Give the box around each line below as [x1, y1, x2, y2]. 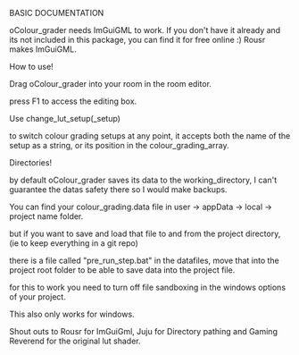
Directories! [9, 157, 52, 168]
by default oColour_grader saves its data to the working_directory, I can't [9, 174, 278, 185]
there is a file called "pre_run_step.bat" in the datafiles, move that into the [9, 255, 279, 266]
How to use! [9, 62, 54, 72]
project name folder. [9, 211, 84, 222]
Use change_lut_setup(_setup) [9, 114, 120, 123]
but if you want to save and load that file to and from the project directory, [9, 228, 281, 239]
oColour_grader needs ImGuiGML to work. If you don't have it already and [9, 25, 281, 35]
